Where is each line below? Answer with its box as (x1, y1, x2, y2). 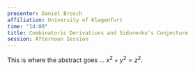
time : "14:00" (7, 23, 49, 30)
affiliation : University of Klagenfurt (7, 17, 123, 23)
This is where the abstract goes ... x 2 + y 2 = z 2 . (7, 54, 143, 64)
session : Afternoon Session (7, 36, 89, 43)
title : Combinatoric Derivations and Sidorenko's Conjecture (7, 29, 189, 37)
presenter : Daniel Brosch (7, 10, 82, 17)
